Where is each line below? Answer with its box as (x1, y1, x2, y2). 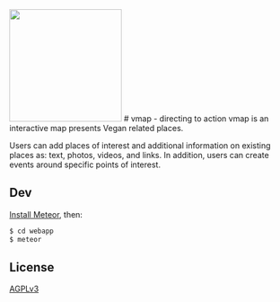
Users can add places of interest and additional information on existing (9, 140, 271, 151)
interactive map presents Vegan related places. (9, 123, 184, 133)
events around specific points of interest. (9, 159, 162, 170)
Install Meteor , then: (9, 209, 83, 219)
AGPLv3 (9, 283, 39, 295)
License (9, 260, 55, 275)
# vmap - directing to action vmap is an (123, 113, 269, 124)
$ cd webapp (9, 226, 54, 235)
